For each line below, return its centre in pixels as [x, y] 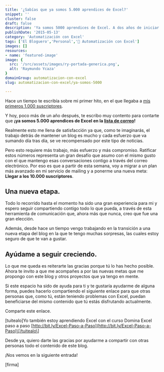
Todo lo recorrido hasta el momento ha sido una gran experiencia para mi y [81, 203]
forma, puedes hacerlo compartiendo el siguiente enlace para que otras [78, 291]
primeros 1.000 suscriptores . [34, 106]
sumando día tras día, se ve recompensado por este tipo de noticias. [74, 141]
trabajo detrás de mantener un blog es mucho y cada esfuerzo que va [76, 135]
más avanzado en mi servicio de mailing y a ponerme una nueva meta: [76, 171]
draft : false [18, 23]
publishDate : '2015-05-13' [33, 32]
